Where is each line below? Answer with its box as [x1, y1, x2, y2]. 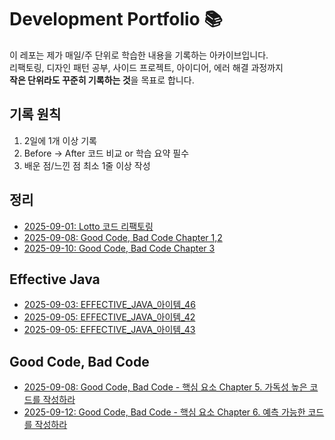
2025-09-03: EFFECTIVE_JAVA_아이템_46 [23, 299, 196, 311]
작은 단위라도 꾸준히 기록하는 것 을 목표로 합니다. [9, 74, 195, 86]
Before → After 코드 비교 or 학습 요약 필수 [23, 147, 190, 159]
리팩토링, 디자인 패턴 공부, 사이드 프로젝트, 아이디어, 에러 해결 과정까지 [9, 61, 284, 73]
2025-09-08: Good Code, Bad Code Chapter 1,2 [23, 231, 223, 243]
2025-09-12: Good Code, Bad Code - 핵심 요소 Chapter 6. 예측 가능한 [23, 406, 306, 418]
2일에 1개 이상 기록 [23, 134, 98, 146]
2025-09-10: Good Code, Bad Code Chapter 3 [23, 242, 216, 254]
